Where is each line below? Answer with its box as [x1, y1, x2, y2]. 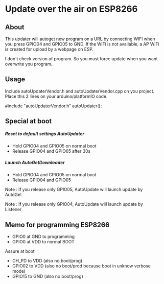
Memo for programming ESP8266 [5, 220, 110, 229]
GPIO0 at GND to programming [12, 234, 75, 239]
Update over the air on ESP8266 [5, 3, 138, 15]
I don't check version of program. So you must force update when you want [5, 56, 158, 62]
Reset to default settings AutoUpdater [5, 131, 85, 137]
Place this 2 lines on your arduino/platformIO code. [5, 93, 108, 99]
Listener [5, 207, 22, 213]
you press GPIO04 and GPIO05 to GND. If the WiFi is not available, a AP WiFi [5, 41, 159, 47]
